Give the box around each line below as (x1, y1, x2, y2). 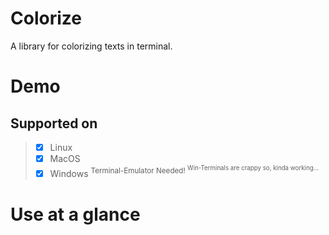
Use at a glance (10, 203, 141, 226)
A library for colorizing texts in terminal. (10, 40, 173, 52)
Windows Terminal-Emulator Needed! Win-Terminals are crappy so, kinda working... (49, 164, 319, 179)
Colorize (10, 7, 82, 30)
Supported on (10, 115, 98, 132)
